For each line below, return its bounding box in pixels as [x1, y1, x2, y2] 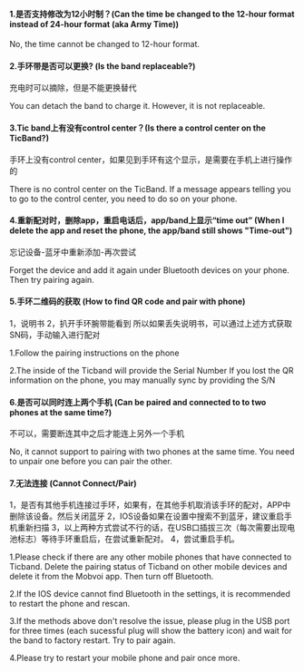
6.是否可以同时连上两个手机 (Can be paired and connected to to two [9, 396, 267, 407]
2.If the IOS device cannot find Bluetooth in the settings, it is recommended [9, 589, 290, 599]
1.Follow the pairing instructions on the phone [9, 347, 180, 358]
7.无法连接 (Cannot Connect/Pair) [9, 477, 137, 489]
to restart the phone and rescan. [9, 599, 130, 609]
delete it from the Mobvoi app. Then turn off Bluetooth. [9, 571, 214, 582]
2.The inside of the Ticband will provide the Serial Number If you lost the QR [9, 365, 294, 376]
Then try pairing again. [9, 274, 95, 285]
